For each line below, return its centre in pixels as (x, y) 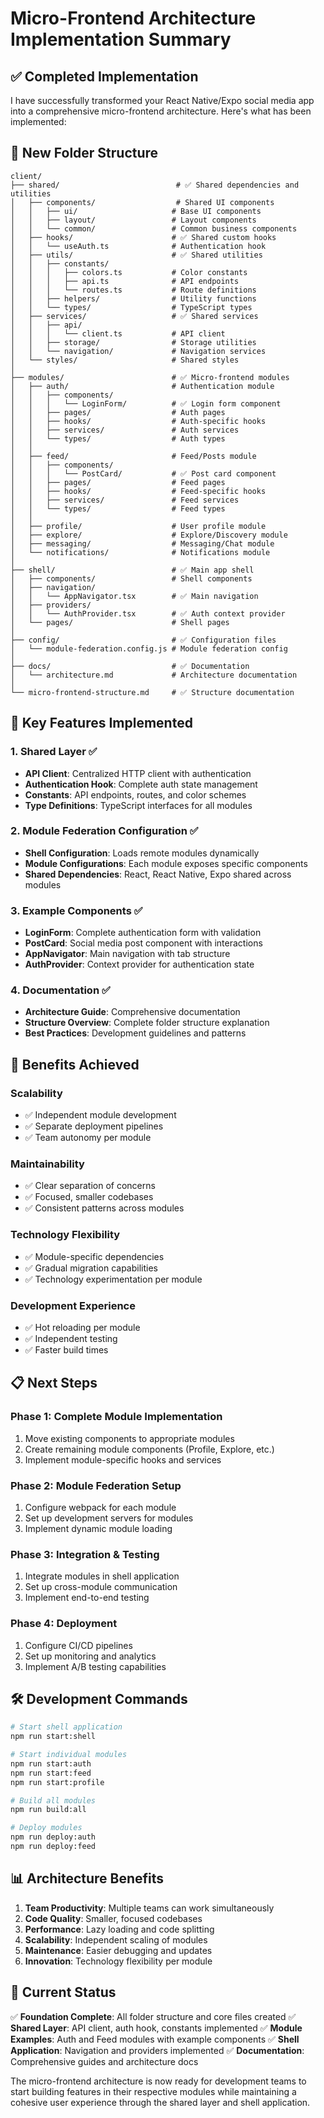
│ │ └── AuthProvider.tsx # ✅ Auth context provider (148, 613)
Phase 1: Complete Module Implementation (116, 1417)
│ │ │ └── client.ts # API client (118, 333)
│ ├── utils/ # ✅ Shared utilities (136, 255)
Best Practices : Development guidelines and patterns (135, 1033)
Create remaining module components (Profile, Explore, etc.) (149, 1449)
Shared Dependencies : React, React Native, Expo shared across (158, 874)
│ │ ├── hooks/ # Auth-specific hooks (138, 421)
